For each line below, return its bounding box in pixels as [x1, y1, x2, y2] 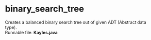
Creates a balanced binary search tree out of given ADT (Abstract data [5, 19, 147, 25]
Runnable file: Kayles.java [5, 29, 58, 35]
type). [5, 24, 17, 30]
